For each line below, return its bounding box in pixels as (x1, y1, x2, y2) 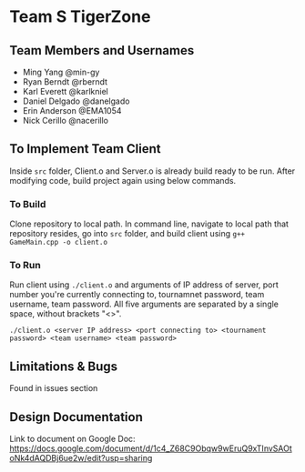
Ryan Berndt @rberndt (22, 76, 107, 87)
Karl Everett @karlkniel (22, 86, 109, 96)
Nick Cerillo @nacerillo (22, 115, 109, 126)
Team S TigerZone (9, 6, 151, 27)
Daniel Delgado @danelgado (22, 95, 130, 106)
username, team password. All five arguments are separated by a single (9, 298, 280, 310)
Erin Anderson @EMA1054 (22, 105, 122, 115)
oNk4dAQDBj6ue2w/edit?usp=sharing (9, 453, 153, 464)
